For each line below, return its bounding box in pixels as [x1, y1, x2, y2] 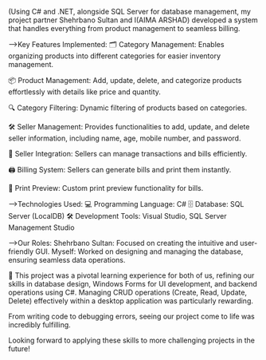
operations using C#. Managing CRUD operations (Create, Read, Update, [8, 287, 248, 297]
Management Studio [8, 223, 75, 232]
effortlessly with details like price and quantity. [8, 87, 162, 97]
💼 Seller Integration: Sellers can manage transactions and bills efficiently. [8, 149, 248, 158]
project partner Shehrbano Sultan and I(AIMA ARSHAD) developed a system [8, 15, 258, 25]
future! [8, 344, 30, 354]
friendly [8, 247, 34, 256]
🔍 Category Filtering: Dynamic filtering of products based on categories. [8, 103, 248, 113]
